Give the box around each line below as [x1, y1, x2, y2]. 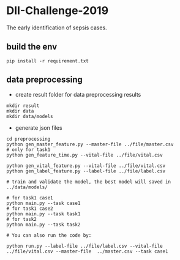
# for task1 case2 [6, 206, 53, 212]
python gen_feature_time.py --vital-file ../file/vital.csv [6, 152, 163, 158]
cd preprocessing [6, 136, 51, 142]
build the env [6, 42, 58, 52]
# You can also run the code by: [6, 232, 92, 239]
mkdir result [6, 102, 40, 109]
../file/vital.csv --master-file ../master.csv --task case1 [6, 248, 168, 254]
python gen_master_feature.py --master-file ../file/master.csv [6, 141, 174, 147]
